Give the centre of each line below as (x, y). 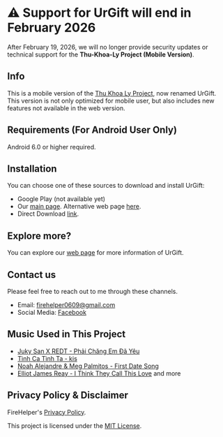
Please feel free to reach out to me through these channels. (92, 291)
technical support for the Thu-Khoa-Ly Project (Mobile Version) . (101, 54)
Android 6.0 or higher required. (52, 147)
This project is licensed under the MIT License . (75, 425)
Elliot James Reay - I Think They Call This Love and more (99, 373)
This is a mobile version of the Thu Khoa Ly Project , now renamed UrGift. (112, 93)
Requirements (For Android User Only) (92, 130)
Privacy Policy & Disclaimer (68, 395)
